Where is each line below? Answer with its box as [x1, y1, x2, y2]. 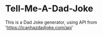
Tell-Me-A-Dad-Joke [5, 3, 93, 14]
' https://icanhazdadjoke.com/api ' [5, 24, 73, 30]
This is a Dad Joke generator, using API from [5, 19, 97, 25]
